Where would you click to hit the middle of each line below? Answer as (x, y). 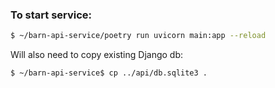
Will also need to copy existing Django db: (97, 55)
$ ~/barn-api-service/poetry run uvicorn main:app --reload (138, 36)
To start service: (51, 15)
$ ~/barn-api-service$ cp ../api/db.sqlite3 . (109, 73)
